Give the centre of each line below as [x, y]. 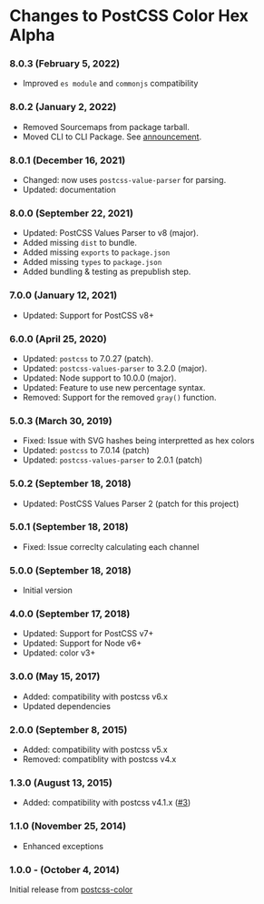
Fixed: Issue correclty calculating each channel [111, 546]
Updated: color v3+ [59, 653]
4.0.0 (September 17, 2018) [70, 614]
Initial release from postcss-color [71, 889]
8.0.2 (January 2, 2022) [63, 107]
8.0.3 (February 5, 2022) [65, 64]
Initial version [47, 590]
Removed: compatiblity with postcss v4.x [99, 759]
